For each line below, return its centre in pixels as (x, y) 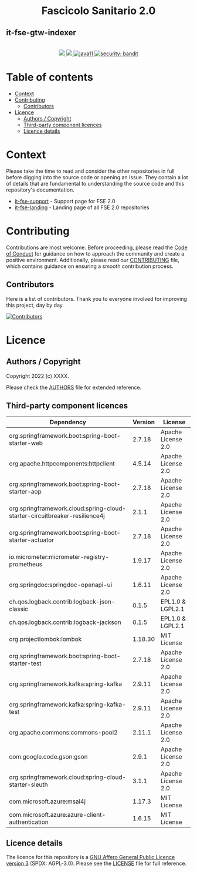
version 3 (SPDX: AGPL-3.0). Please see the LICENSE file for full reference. (96, 863)
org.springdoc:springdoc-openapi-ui (61, 585)
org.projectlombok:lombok (45, 639)
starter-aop (26, 492)
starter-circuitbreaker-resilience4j (57, 516)
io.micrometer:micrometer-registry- (59, 557)
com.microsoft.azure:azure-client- (57, 815)
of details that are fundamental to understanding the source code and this (95, 183)
